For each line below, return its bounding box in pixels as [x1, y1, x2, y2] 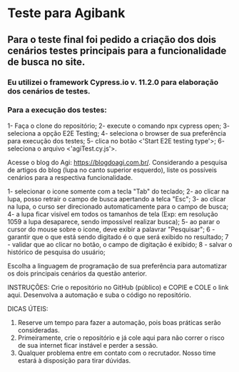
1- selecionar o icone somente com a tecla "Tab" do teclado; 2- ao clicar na [7, 187, 230, 196]
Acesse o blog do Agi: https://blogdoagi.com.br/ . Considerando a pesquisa [7, 158, 228, 166]
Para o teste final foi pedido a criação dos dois [7, 34, 216, 46]
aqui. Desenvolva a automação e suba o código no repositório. [7, 291, 191, 299]
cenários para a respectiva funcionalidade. [7, 173, 133, 181]
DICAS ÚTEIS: [7, 304, 49, 313]
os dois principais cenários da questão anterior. [7, 269, 148, 278]
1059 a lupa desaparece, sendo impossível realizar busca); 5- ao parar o [7, 217, 220, 226]
